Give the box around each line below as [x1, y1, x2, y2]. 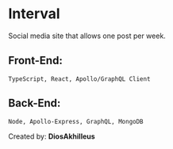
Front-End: [8, 54, 63, 67]
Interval [8, 5, 61, 23]
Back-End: [8, 97, 61, 110]
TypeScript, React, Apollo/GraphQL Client [8, 74, 151, 83]
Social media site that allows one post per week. [8, 31, 167, 40]
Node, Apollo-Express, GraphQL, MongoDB [8, 117, 144, 125]
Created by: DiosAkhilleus [8, 132, 95, 141]
